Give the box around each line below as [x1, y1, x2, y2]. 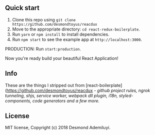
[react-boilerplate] [86, 82, 122, 88]
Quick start [5, 4, 40, 12]
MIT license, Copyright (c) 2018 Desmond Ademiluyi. [5, 125, 111, 131]
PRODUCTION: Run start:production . [5, 46, 81, 51]
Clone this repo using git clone [12, 17, 76, 22]
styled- [119, 92, 134, 99]
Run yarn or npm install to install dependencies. [12, 31, 109, 37]
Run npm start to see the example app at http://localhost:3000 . [12, 36, 142, 42]
